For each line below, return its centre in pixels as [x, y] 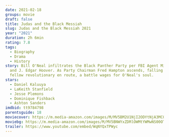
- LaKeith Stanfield [31, 89]
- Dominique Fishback [32, 98]
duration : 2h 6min [24, 38]
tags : [11, 47]
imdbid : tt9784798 [24, 108]
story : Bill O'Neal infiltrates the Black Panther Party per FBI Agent [82, 66]
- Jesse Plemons [27, 94]
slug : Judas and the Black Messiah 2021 [48, 29]
